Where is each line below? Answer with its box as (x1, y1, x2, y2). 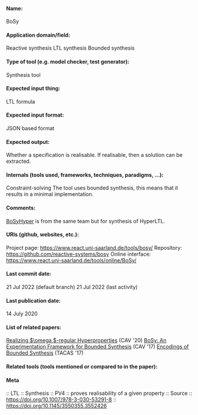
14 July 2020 (6, 310, 38, 317)
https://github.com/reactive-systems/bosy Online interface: (6, 250, 151, 258)
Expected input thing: (6, 85, 60, 92)
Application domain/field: (6, 31, 71, 38)
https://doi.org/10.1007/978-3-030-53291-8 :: (6, 396, 116, 403)
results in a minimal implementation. (6, 191, 94, 198)
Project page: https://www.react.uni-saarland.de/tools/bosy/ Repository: (6, 244, 182, 251)
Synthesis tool (6, 71, 41, 78)
